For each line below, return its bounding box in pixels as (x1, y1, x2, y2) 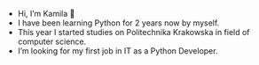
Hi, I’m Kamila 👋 (17, 9, 75, 18)
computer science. (17, 36, 87, 47)
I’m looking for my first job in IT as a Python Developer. (17, 46, 218, 56)
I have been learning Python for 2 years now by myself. (17, 18, 220, 28)
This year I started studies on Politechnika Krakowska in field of (17, 27, 250, 37)
